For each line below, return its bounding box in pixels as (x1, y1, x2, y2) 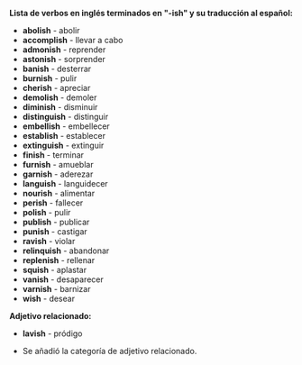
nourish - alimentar (22, 188, 96, 198)
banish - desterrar (22, 63, 92, 74)
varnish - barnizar (22, 284, 91, 294)
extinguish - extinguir (22, 140, 105, 151)
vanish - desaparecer (22, 274, 104, 285)
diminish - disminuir (22, 102, 98, 112)
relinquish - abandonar (22, 245, 110, 256)
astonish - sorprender (22, 54, 106, 64)
